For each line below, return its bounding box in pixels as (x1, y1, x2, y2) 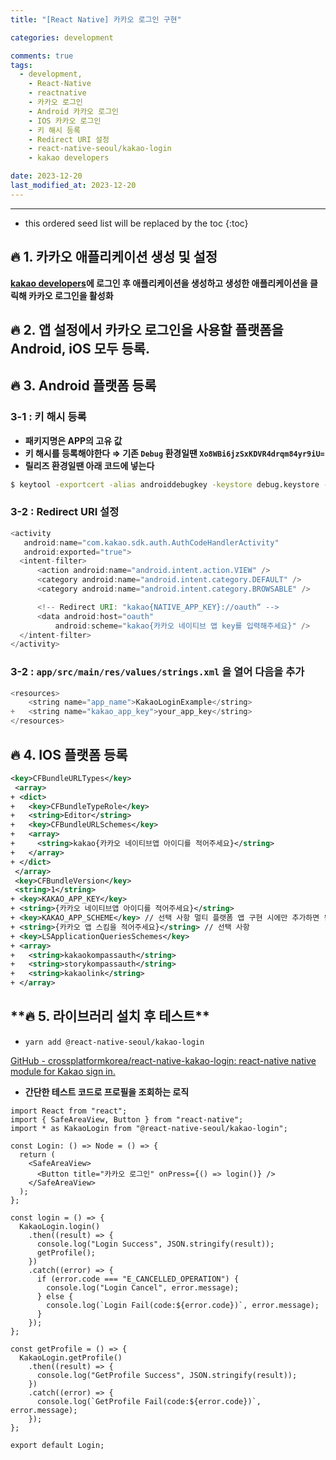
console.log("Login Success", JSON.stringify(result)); (36, 1239, 275, 1249)
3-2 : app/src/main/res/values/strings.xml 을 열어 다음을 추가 (10, 665, 305, 679)
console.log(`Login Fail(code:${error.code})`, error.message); (46, 1300, 320, 1310)
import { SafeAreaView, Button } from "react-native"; (10, 1114, 244, 1125)
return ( (19, 1149, 56, 1160)
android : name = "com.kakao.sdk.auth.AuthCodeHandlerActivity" (23, 537, 280, 548)
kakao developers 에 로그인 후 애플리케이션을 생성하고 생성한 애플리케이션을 (10, 277, 308, 289)
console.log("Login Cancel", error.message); (46, 1282, 240, 1293)
